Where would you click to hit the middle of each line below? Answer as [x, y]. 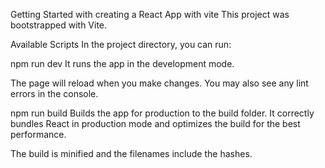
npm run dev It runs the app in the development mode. [122, 63]
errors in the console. [54, 93]
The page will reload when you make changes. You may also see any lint [159, 83]
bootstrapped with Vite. [59, 25]
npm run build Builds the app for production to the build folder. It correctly [162, 113]
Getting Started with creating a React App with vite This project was [150, 14]
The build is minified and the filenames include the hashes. [131, 153]
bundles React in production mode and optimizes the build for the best [155, 123]
